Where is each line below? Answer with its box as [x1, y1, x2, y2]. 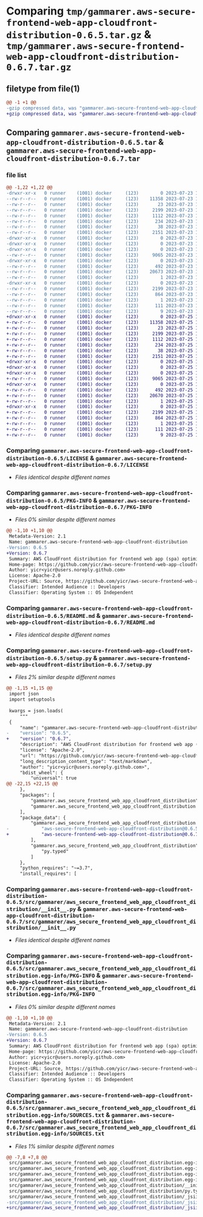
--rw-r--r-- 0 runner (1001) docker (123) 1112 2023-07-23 [6, 213, 193, 219]
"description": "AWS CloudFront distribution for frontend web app [19, 742, 193, 748]
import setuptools [8, 696, 56, 703]
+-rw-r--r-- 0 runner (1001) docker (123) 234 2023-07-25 [6, 342, 193, 348]
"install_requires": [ [19, 871, 77, 877]
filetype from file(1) [6, 83, 80, 94]
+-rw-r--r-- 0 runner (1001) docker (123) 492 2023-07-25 [6, 387, 193, 393]
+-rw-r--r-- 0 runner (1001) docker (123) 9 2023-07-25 [6, 432, 193, 438]
